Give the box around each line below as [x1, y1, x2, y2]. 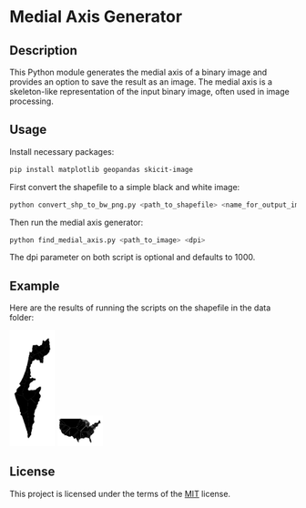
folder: [9, 312, 35, 323]
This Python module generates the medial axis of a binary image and [9, 66, 268, 77]
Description [9, 43, 77, 58]
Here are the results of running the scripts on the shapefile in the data [9, 302, 271, 313]
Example [9, 278, 60, 293]
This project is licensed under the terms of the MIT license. [9, 488, 230, 499]
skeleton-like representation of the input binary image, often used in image [9, 86, 290, 97]
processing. [9, 96, 55, 107]
